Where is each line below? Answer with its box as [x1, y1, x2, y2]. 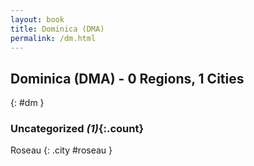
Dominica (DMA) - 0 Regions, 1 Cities [10, 70, 245, 87]
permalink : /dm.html [10, 33, 97, 43]
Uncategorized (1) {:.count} [10, 122, 145, 136]
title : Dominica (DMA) [10, 24, 105, 34]
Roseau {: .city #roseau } [10, 144, 113, 156]
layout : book [10, 14, 65, 25]
